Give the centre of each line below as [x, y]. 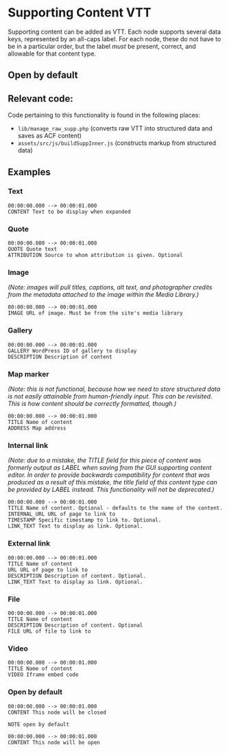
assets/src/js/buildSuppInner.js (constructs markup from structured [117, 143]
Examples [29, 172]
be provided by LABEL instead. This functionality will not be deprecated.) [111, 490]
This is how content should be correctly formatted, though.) [92, 404]
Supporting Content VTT [80, 13]
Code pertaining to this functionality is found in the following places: [104, 115]
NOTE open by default [39, 724]
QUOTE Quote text [33, 249]
